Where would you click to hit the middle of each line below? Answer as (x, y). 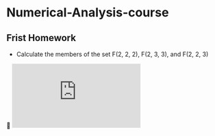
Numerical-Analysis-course (88, 13)
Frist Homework (41, 38)
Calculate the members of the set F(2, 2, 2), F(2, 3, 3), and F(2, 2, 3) (112, 54)
